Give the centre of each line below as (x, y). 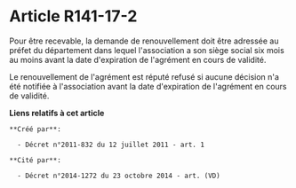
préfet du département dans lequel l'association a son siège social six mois (147, 50)
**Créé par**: (36, 129)
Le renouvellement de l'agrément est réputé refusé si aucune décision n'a (144, 76)
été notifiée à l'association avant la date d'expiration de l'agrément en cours (148, 86)
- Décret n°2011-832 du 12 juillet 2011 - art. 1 (111, 145)
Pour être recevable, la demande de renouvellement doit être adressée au (144, 41)
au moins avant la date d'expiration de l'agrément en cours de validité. (138, 59)
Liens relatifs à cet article (57, 113)
